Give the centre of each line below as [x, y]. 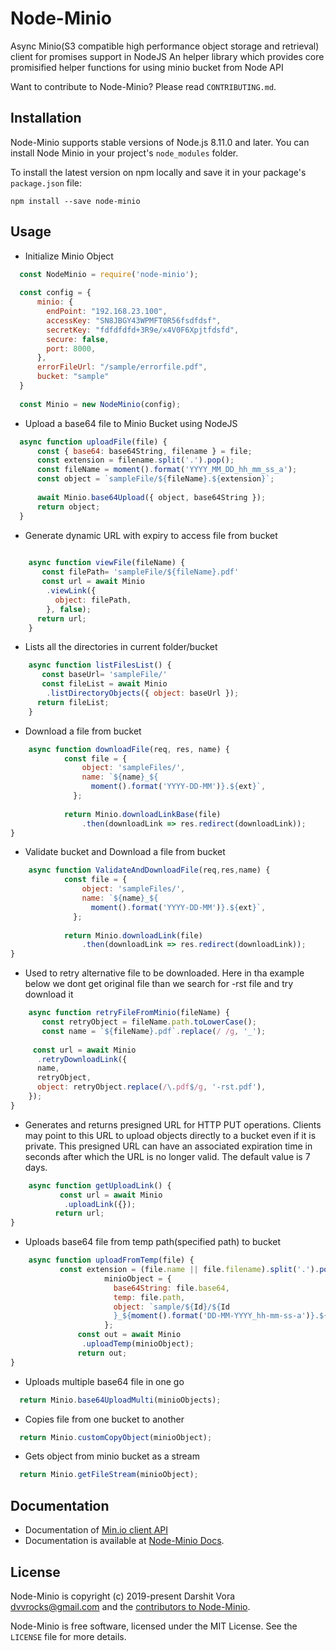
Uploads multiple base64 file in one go [104, 1381]
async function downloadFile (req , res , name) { [129, 749]
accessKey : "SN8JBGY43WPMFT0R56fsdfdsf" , [134, 320]
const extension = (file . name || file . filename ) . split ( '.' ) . [189, 1270]
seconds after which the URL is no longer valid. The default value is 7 [167, 1156]
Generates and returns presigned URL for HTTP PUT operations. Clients [173, 1124]
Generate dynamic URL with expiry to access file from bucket [151, 535]
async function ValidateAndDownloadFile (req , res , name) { [149, 870]
